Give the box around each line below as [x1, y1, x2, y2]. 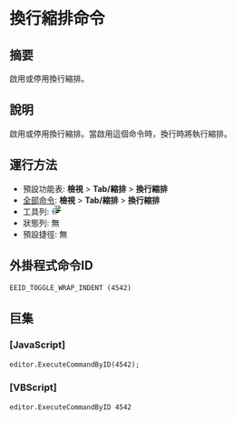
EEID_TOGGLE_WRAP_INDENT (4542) [9, 284, 132, 293]
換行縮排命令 [9, 8, 106, 29]
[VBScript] [9, 381, 57, 394]
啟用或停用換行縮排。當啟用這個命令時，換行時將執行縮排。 [9, 128, 232, 139]
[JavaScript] [9, 338, 66, 351]
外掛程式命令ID [9, 258, 93, 274]
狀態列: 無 [22, 217, 60, 228]
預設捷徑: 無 [22, 228, 68, 239]
